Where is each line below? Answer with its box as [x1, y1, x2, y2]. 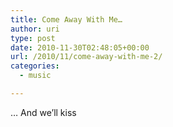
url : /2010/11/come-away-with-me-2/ [10, 52, 163, 62]
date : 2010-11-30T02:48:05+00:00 [10, 42, 150, 53]
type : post [10, 33, 56, 43]
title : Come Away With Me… [10, 14, 123, 25]
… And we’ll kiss [10, 106, 77, 118]
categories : [10, 61, 60, 71]
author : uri [10, 24, 60, 34]
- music [19, 71, 52, 81]
